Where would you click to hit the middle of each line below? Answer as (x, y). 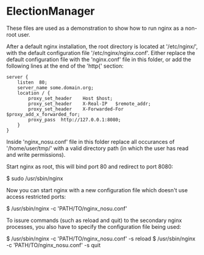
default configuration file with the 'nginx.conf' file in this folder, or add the (99, 59)
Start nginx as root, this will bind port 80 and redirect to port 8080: (90, 167)
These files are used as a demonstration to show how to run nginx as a (95, 28)
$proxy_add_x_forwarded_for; (43, 114)
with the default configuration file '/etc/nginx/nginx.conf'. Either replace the (101, 52)
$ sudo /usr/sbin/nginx (35, 178)
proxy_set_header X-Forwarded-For (76, 109)
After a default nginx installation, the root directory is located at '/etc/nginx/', (102, 46)
